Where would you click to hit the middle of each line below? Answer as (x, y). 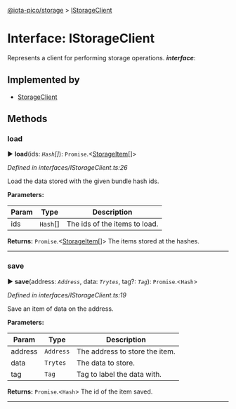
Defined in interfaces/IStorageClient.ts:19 (67, 295)
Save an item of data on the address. (60, 309)
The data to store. (106, 363)
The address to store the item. (126, 351)
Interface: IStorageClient (81, 39)
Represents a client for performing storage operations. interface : (101, 58)
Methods (27, 119)
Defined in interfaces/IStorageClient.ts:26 (67, 168)
